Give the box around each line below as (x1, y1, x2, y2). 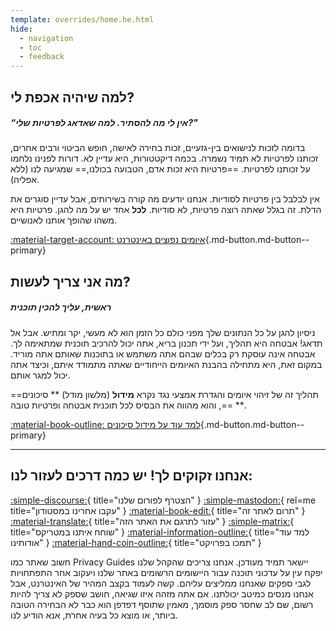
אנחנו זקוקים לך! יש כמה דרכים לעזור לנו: (10, 467, 253, 485)
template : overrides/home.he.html (10, 14, 155, 25)
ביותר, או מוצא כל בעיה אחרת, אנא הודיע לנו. (10, 609, 178, 621)
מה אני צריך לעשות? (10, 273, 131, 290)
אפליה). (10, 174, 40, 186)
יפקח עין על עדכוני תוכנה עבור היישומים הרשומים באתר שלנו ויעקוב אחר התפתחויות (10, 566, 323, 578)
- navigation (19, 33, 74, 43)
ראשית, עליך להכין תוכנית (10, 301, 112, 313)
